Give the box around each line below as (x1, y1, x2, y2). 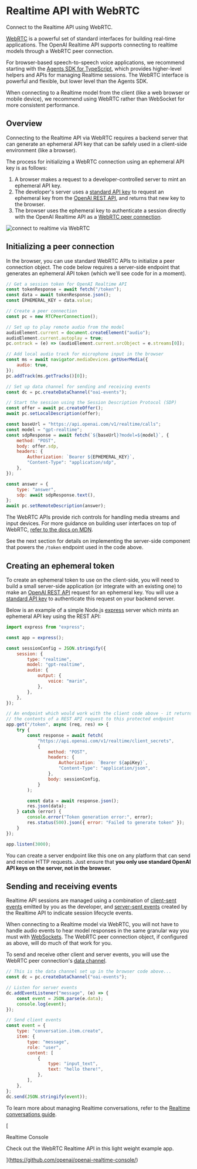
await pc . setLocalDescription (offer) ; (6, 410, 101, 417)
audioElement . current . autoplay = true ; (6, 335, 104, 341)
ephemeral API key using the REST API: (6, 613, 101, 620)
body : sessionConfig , (47, 776, 101, 782)
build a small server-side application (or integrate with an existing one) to (6, 583, 183, 589)
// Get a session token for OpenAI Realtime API (6, 281, 127, 287)
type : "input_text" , (47, 1061, 98, 1067)
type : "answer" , (16, 486, 57, 492)
